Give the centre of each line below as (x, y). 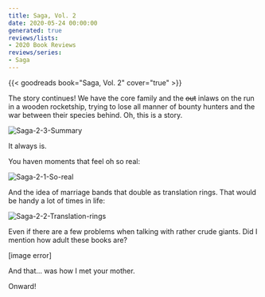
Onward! (22, 286)
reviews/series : (35, 53)
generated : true (35, 30)
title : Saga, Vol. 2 (43, 16)
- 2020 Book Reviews (43, 45)
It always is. (27, 146)
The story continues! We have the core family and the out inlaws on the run (131, 98)
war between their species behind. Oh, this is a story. (95, 115)
